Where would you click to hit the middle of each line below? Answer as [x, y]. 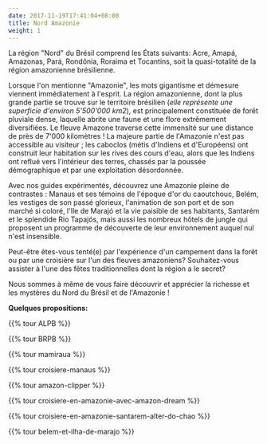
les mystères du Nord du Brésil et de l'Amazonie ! [89, 293]
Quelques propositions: [48, 308]
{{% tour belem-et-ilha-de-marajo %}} [72, 432]
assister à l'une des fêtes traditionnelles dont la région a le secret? [117, 269]
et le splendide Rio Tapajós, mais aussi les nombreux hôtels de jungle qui [128, 219]
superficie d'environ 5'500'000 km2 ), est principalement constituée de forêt [133, 111]
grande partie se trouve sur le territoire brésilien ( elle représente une [121, 102]
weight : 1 [25, 30]
